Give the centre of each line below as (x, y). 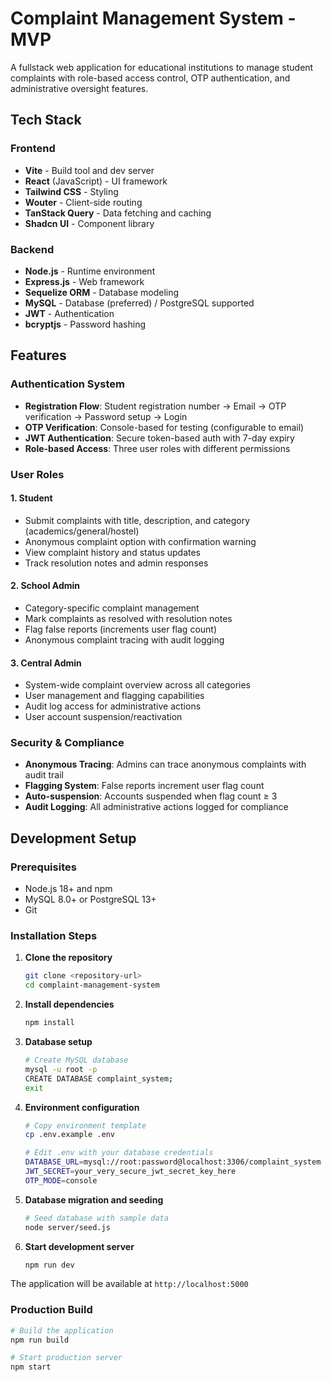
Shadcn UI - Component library (89, 223)
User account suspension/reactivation (103, 717)
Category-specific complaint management (112, 608)
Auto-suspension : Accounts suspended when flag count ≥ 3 (151, 796)
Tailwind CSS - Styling (71, 191)
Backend (32, 249)
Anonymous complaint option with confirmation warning (140, 541)
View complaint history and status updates (113, 552)
